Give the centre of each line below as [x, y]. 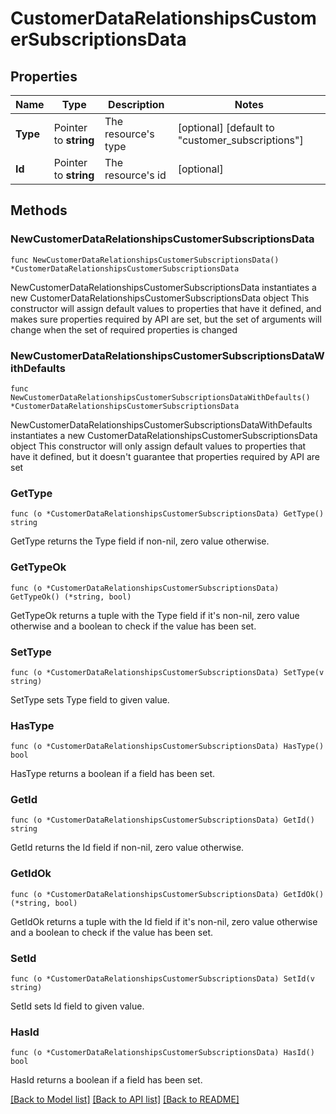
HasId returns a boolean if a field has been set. [106, 1080]
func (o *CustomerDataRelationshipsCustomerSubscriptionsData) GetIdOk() [167, 894]
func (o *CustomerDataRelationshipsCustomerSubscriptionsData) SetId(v [162, 979]
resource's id [135, 175]
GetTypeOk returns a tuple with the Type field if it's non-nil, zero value [155, 615]
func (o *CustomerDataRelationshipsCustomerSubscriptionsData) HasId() [162, 1053]
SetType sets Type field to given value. [90, 699]
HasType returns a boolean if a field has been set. [113, 774]
